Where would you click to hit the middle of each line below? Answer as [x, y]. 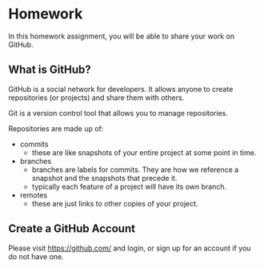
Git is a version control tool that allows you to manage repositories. [118, 113]
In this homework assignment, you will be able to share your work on [121, 36]
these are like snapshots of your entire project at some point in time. [144, 152]
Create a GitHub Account [72, 229]
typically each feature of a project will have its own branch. [129, 186]
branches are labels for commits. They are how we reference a [135, 170]
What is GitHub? [50, 70]
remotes [34, 195]
